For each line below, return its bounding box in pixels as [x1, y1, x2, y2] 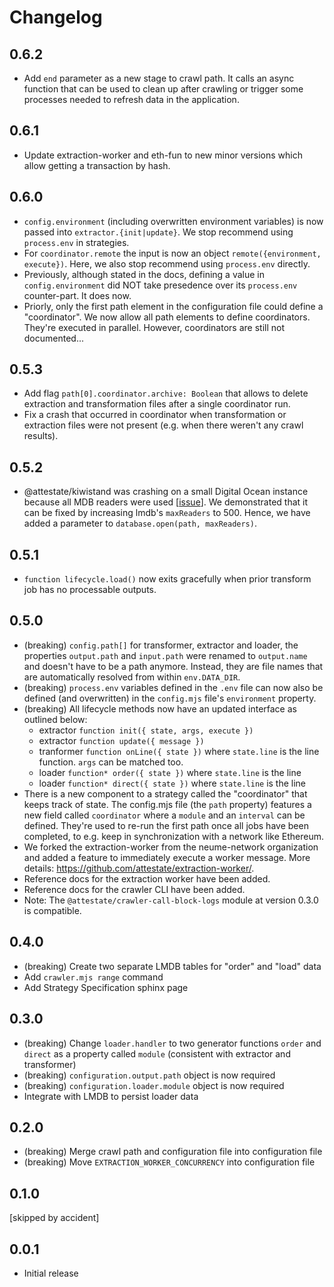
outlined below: [23, 713, 88, 725]
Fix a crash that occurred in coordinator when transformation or [23, 409, 287, 421]
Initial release [23, 1267, 79, 1279]
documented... [23, 332, 85, 344]
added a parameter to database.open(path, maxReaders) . [23, 517, 257, 530]
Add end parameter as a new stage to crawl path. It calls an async [23, 72, 295, 84]
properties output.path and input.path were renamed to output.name [23, 649, 308, 661]
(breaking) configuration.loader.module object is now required [23, 1079, 285, 1091]
